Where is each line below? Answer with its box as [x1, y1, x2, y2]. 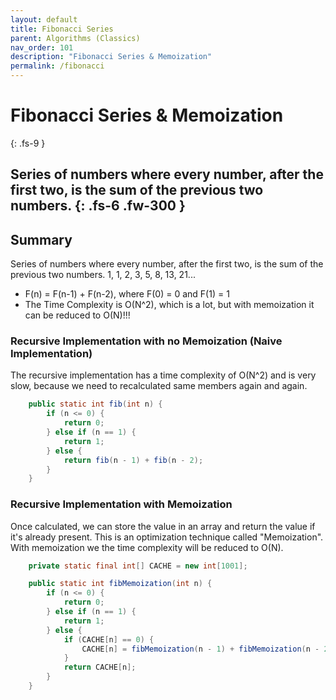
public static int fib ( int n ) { [28, 399, 163, 410]
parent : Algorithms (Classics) [10, 33, 141, 43]
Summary [10, 231, 73, 248]
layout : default [10, 14, 78, 25]
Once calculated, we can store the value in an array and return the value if [10, 520, 316, 532]
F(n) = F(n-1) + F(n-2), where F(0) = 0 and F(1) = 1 [24, 288, 230, 300]
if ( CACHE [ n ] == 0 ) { [63, 634, 155, 645]
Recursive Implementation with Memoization [10, 497, 233, 511]
